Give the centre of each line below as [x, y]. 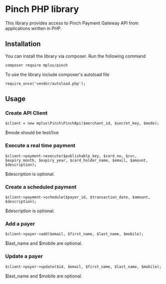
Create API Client [26, 113]
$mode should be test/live [32, 133]
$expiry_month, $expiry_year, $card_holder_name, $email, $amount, [77, 160]
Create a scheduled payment [41, 187]
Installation [23, 44]
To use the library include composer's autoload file [57, 74]
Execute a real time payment [40, 146]
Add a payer [20, 224]
